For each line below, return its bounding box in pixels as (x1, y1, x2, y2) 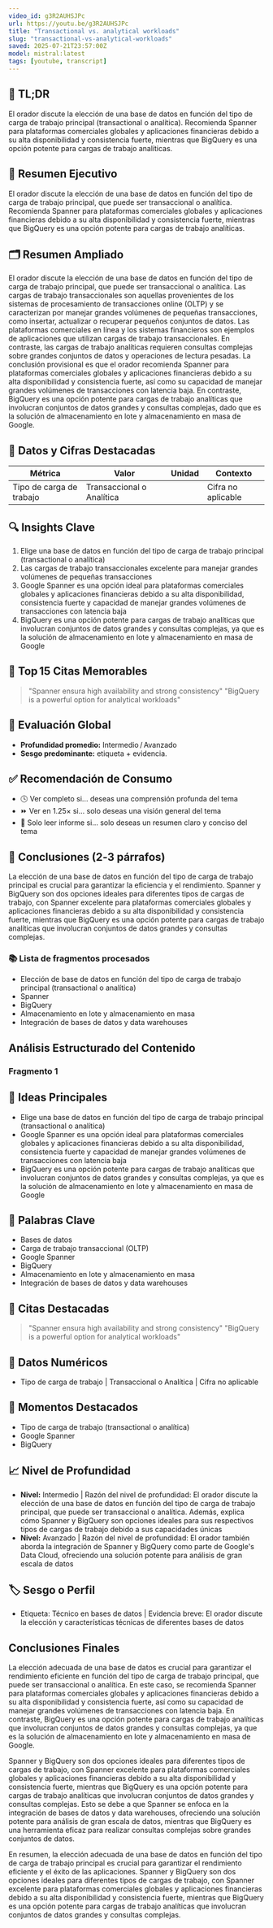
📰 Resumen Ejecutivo (8, 167, 118, 181)
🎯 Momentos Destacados (8, 1400, 139, 1414)
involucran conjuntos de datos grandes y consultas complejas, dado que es (8, 403, 262, 413)
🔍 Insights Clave (8, 520, 96, 534)
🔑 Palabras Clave (8, 1214, 96, 1227)
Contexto (214, 468, 253, 480)
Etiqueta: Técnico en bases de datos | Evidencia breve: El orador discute (19, 1609, 263, 1618)
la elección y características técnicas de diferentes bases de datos (19, 1618, 245, 1627)
